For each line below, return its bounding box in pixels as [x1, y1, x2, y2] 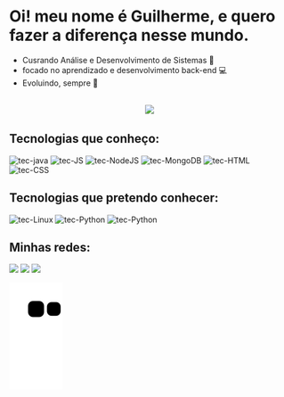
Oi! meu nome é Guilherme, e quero [9, 6, 276, 27]
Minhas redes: [9, 239, 91, 255]
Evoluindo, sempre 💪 [21, 78, 99, 88]
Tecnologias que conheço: [9, 131, 160, 146]
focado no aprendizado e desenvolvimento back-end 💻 [21, 64, 227, 75]
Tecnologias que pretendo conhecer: [9, 190, 219, 206]
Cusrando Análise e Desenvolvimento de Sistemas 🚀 [21, 54, 215, 65]
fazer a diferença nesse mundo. [9, 25, 249, 45]
